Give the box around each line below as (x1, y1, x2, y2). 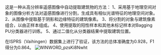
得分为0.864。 (5, 45, 34, 50)
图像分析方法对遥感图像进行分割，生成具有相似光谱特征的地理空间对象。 (13, 10, 158, 16)
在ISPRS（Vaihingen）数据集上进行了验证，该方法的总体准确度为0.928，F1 (5, 39, 155, 44)
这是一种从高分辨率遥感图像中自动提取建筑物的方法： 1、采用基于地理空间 (5, 4, 152, 10)
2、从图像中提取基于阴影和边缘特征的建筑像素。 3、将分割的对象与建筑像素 (5, 16, 156, 22)
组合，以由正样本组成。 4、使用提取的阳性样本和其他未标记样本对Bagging (5, 22, 153, 28)
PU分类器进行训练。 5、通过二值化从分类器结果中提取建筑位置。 (5, 28, 133, 34)
